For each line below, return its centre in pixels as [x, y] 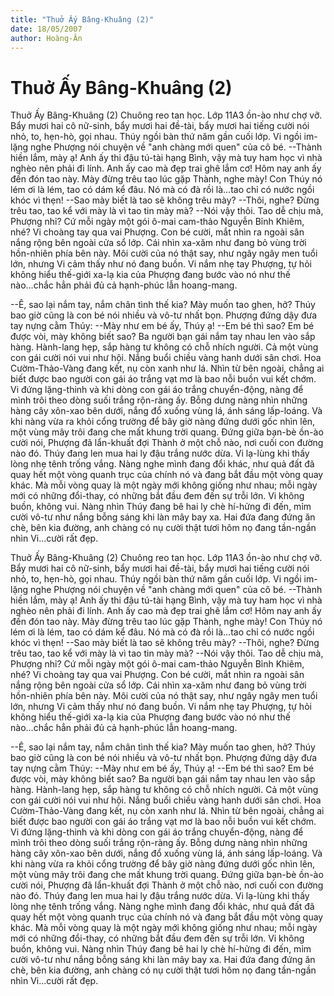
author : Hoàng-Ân [46, 38]
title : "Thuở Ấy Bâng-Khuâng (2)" [82, 19]
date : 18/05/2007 [46, 29]
